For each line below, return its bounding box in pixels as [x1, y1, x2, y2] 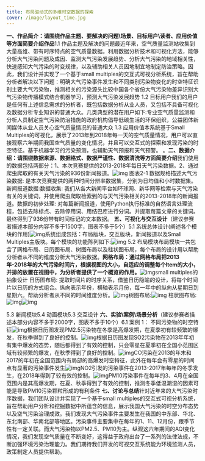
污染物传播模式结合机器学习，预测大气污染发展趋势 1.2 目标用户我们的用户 [11, 93, 198, 101]
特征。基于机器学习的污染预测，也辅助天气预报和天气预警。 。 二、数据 [11, 146, 190, 154]
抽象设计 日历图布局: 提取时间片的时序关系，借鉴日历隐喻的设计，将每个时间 [6, 276, 198, 284]
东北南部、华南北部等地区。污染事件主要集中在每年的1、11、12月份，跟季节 [6, 417, 195, 424]
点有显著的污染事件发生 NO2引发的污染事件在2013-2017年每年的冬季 [6, 364, 193, 371]
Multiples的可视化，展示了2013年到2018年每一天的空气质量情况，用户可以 [6, 131, 193, 138]
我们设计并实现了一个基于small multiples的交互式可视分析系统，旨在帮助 [16, 70, 199, 77]
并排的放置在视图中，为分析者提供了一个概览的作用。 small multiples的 [6, 268, 198, 276]
